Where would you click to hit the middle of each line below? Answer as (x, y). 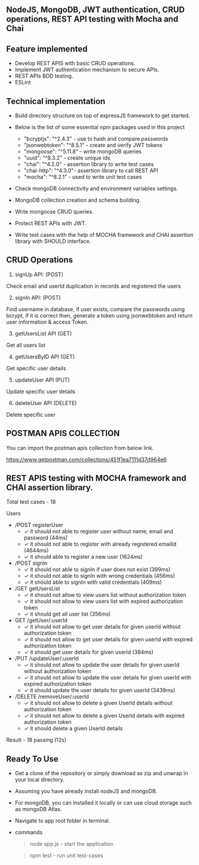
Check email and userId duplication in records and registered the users (94, 286)
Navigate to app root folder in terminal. (62, 821)
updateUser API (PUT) (42, 380)
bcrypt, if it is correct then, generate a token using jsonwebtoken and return (99, 315)
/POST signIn (31, 563)
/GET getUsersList (37, 589)
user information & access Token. (47, 322)
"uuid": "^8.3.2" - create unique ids (67, 158)
